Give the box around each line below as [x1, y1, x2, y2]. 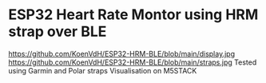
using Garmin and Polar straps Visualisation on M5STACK [8, 65, 197, 75]
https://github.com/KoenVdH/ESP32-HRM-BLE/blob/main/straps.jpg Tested [8, 57, 257, 67]
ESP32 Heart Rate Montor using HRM [8, 6, 259, 24]
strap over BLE [8, 22, 107, 41]
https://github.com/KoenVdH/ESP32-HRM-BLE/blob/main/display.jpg [8, 49, 236, 58]
